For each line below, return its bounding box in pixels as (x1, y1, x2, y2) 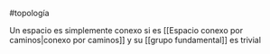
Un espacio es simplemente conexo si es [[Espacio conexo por (9, 25, 244, 35)
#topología (9, 8, 50, 18)
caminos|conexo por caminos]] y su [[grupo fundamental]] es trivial (9, 35, 262, 45)
